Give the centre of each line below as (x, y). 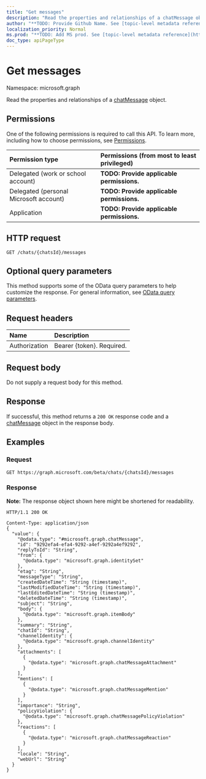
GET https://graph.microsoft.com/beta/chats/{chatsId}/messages (90, 472)
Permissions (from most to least (148, 155)
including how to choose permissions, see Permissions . (77, 140)
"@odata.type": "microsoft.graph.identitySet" (83, 561)
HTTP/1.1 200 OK (27, 512)
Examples (25, 442)
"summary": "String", (45, 625)
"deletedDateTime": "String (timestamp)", (72, 598)
